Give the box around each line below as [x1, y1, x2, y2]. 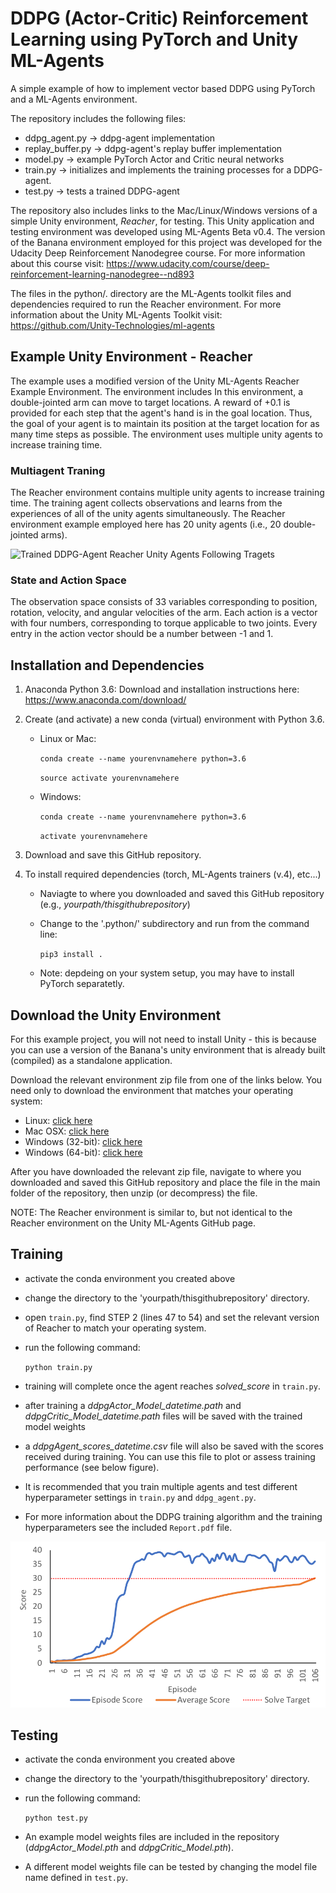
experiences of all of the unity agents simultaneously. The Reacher [10, 508, 286, 520]
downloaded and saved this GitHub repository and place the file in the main [10, 1176, 321, 1188]
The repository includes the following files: [10, 112, 187, 124]
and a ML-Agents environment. [10, 93, 138, 105]
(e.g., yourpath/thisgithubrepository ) [39, 898, 191, 911]
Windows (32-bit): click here [24, 1135, 143, 1147]
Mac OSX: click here [24, 1125, 110, 1137]
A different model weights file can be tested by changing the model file [24, 1861, 318, 1873]
